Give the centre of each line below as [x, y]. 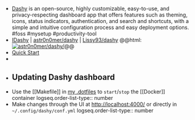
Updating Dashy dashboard [63, 77]
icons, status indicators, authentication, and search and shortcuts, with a [100, 21]
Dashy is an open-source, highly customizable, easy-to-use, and [90, 9]
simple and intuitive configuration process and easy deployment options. [100, 27]
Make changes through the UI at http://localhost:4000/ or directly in [94, 104]
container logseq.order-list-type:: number [62, 98]
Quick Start [25, 52]
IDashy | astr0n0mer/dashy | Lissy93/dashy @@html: [77, 40]
